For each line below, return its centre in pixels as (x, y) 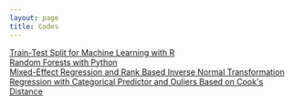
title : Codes (34, 26)
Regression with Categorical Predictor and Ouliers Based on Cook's (136, 81)
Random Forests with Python (63, 62)
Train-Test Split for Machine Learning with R (92, 52)
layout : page (34, 18)
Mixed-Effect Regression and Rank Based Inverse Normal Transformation (147, 72)
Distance (26, 91)
